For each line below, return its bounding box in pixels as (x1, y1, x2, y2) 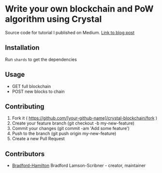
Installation (5, 43, 40, 52)
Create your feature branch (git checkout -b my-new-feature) (12, 120, 134, 126)
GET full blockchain (12, 83, 51, 89)
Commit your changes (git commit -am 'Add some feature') (12, 126, 130, 131)
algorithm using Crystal (5, 14, 102, 25)
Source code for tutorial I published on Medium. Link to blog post (5, 29, 134, 35)
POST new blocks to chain (12, 88, 65, 94)
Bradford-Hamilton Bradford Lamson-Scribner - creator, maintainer (12, 163, 146, 169)
